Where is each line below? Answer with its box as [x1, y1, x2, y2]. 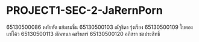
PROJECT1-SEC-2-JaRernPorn [6, 4, 163, 17]
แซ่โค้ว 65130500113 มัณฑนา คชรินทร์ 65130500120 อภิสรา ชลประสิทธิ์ [6, 30, 160, 37]
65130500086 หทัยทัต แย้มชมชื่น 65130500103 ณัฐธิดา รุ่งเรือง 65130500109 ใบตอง [6, 23, 193, 31]
